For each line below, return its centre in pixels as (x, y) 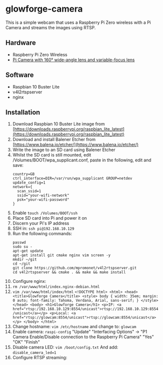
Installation (23, 112)
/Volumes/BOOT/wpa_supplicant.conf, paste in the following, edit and (82, 160)
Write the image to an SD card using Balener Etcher (64, 150)
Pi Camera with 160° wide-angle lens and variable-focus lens (73, 60)
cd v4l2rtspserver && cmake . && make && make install (69, 272)
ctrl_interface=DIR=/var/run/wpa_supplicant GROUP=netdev (72, 178)
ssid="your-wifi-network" (43, 195)
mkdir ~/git (24, 260)
